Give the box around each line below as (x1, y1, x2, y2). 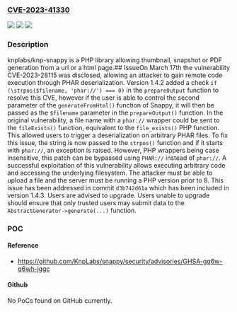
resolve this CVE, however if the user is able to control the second (7, 93, 200, 102)
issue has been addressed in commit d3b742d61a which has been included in (7, 183, 229, 192)
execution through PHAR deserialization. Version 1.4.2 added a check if (7, 78, 217, 86)
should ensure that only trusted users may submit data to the (7, 198, 185, 207)
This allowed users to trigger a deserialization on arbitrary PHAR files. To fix (7, 131, 229, 139)
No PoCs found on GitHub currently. (7, 296, 112, 305)
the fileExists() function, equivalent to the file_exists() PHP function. (7, 123, 219, 132)
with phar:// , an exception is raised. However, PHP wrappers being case (7, 146, 219, 154)
